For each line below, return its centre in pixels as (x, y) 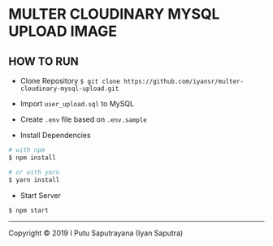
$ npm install (32, 158)
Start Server (40, 195)
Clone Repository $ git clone (70, 81)
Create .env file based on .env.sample (84, 119)
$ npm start (28, 210)
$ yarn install (34, 179)
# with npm (27, 150)
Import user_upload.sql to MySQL (77, 104)
